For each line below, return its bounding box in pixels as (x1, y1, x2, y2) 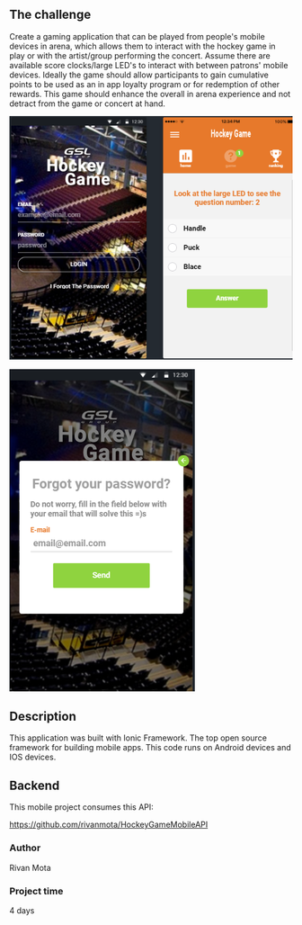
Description (9, 709, 76, 724)
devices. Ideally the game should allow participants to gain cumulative (9, 69, 270, 80)
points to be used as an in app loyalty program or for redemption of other (9, 78, 280, 89)
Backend (9, 777, 60, 793)
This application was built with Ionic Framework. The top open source (9, 732, 268, 743)
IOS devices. (9, 751, 57, 763)
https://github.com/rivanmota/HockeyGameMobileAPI (9, 819, 209, 831)
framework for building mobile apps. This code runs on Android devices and (9, 742, 292, 753)
